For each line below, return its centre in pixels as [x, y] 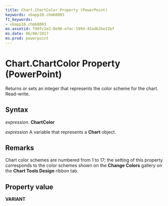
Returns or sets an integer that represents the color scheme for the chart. [82, 88]
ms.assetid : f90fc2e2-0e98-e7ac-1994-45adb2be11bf [60, 29]
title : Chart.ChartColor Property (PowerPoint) [57, 10]
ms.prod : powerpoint [27, 39]
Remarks [20, 148]
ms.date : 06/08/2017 [27, 34]
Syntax [17, 110]
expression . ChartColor [30, 122]
